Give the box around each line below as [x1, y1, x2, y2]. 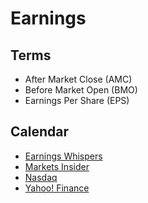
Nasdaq [24, 171, 58, 183]
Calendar [10, 123, 69, 141]
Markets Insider [24, 160, 90, 172]
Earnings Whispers [24, 150, 103, 162]
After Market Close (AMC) [24, 73, 133, 85]
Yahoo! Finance [24, 182, 90, 194]
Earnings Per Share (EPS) [24, 95, 130, 106]
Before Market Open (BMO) [24, 84, 138, 96]
